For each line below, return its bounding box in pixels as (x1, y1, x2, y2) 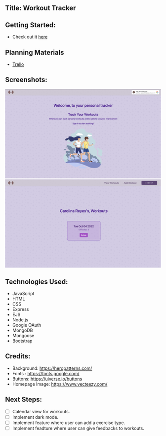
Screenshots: (5, 76, 48, 84)
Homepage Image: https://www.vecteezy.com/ (12, 381, 108, 387)
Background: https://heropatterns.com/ (12, 365, 92, 371)
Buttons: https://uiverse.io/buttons (12, 376, 83, 382)
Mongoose (12, 333, 35, 338)
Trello (12, 61, 24, 67)
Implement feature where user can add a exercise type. (12, 420, 125, 426)
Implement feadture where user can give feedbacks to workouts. (12, 425, 144, 431)
